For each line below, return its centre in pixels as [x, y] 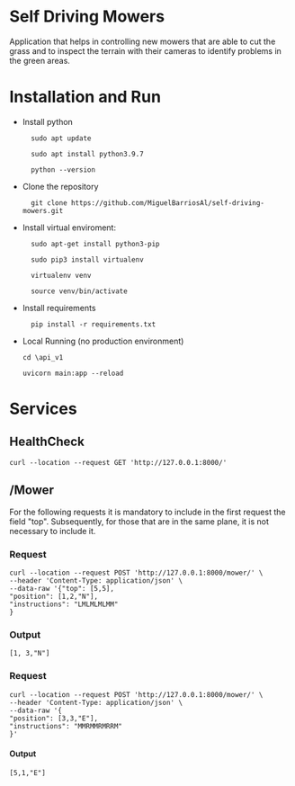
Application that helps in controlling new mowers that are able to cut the [143, 41]
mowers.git [43, 210]
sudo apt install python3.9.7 [87, 154]
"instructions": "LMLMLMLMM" [64, 604]
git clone [49, 203]
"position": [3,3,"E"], [54, 718]
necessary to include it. [53, 531]
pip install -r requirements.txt [94, 324]
